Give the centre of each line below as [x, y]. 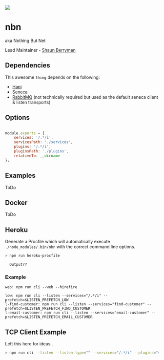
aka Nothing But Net [25, 41]
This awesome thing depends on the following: [52, 77]
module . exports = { [25, 133]
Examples [20, 176]
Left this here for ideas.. [29, 343]
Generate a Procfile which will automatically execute [58, 242]
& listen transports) [31, 102]
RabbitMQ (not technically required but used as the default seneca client [85, 97]
